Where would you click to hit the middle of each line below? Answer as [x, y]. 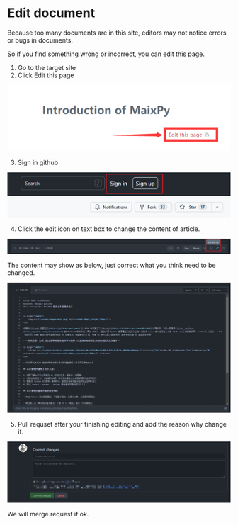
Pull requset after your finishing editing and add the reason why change [122, 424]
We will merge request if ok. [48, 514]
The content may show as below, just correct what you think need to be [112, 265]
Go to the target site [47, 67]
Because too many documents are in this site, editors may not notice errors [117, 33]
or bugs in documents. [40, 40]
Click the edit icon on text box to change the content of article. [109, 229]
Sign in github [38, 162]
